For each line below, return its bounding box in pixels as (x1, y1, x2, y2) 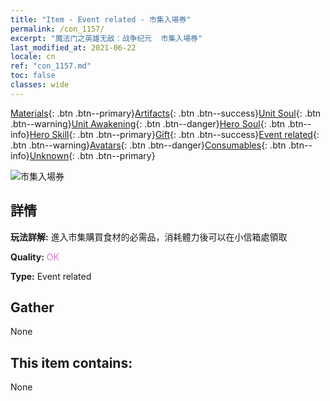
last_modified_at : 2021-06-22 (10, 42, 137, 53)
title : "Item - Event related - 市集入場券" (10, 14, 192, 25)
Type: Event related (10, 270, 92, 282)
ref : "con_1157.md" (10, 61, 92, 71)
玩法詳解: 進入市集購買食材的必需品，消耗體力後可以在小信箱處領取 (10, 231, 288, 243)
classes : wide (10, 80, 70, 90)
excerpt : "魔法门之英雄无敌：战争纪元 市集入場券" (10, 33, 203, 43)
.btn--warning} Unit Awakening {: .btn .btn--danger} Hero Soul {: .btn (10, 117, 286, 130)
